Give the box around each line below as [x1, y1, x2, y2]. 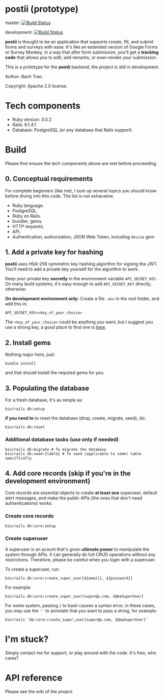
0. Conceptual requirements [5, 175, 93, 183]
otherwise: [5, 286, 27, 292]
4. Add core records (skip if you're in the [5, 469, 131, 477]
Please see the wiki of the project [5, 688, 73, 694]
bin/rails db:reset [5, 425, 45, 430]
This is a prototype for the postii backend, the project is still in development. [5, 64, 160, 70]
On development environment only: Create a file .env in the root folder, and [5, 296, 160, 302]
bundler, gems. [12, 218, 43, 224]
